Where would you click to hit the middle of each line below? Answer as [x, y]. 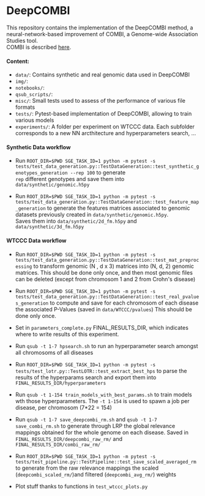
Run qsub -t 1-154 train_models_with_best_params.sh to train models [103, 394]
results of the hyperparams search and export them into [86, 377]
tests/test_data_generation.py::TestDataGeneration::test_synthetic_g [107, 167]
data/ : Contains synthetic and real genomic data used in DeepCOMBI [102, 75]
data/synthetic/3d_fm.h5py [50, 227]
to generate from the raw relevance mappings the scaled [87, 468]
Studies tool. [22, 40]
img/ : [22, 81]
